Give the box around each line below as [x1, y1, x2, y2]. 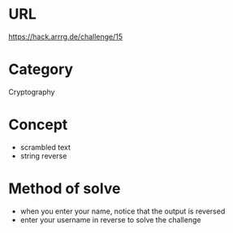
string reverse [19, 151, 67, 161]
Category [8, 60, 74, 79]
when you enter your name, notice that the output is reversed [19, 206, 226, 216]
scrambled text [19, 142, 71, 152]
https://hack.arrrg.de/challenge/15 [8, 32, 123, 41]
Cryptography [8, 87, 55, 97]
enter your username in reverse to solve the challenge [19, 214, 201, 224]
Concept [8, 115, 68, 134]
